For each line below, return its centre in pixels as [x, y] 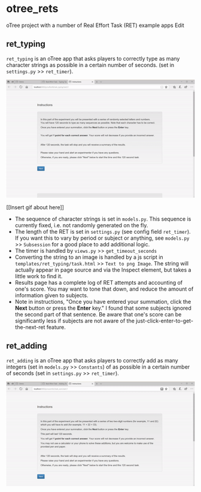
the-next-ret [30, 327]
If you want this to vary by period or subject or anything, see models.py [102, 238]
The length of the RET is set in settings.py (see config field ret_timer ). [103, 231]
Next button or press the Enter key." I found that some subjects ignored [103, 308]
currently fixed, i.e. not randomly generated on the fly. [81, 225]
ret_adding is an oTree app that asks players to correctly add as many [92, 360]
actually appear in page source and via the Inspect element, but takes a [103, 270]
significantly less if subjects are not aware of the [74, 321]
